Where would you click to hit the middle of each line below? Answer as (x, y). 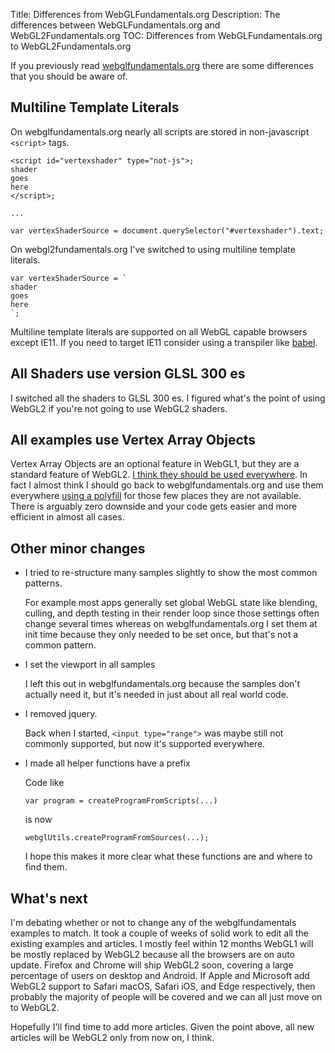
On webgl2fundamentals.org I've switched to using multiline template (153, 249)
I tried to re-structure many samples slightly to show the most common (171, 573)
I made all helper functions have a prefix (107, 763)
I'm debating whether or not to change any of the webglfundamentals (153, 923)
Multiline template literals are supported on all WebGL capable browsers (159, 331)
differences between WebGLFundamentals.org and (115, 25)
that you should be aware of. (69, 76)
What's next (49, 898)
